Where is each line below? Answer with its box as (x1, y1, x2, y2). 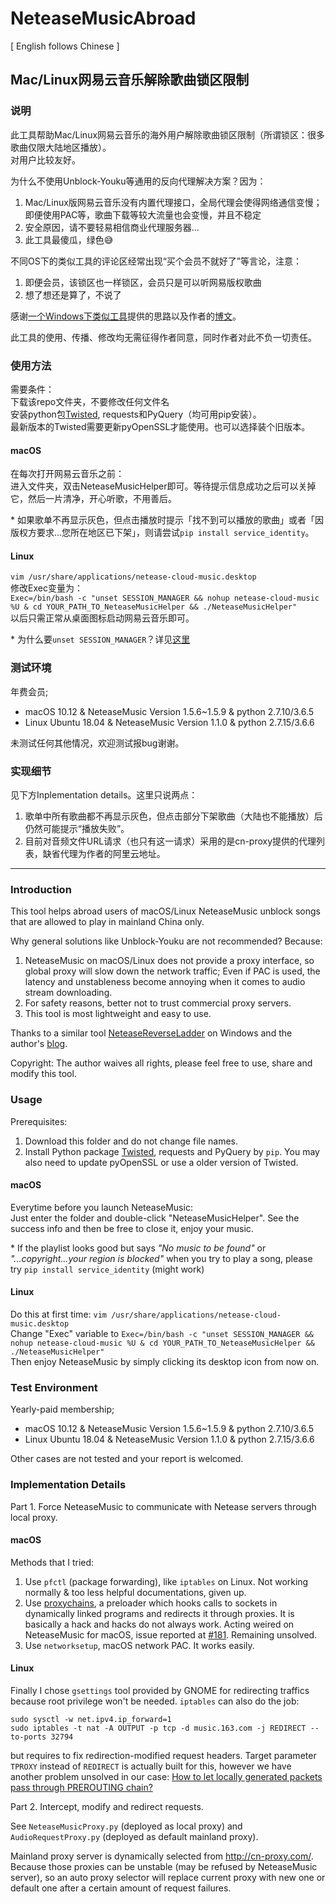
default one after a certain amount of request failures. (10, 1882, 232, 1894)
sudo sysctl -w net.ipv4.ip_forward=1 (10, 1714, 172, 1724)
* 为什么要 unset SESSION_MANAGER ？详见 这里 (10, 633, 191, 646)
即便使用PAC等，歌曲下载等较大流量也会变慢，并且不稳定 (24, 208, 262, 221)
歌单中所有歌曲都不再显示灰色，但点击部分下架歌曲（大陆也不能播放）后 (24, 810, 323, 822)
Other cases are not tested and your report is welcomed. (10, 1453, 244, 1465)
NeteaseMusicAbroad (10, 7, 197, 30)
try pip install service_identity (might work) (10, 1263, 205, 1275)
